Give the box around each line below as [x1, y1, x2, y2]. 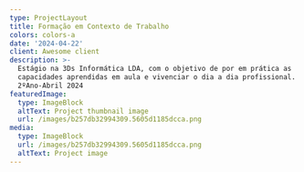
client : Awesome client [9, 47, 100, 56]
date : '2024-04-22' [9, 38, 84, 48]
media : [9, 124, 35, 133]
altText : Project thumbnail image [17, 106, 149, 116]
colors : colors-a [9, 30, 76, 39]
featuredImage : [9, 89, 68, 98]
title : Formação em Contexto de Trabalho [9, 22, 170, 31]
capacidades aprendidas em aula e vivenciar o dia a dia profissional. [17, 73, 297, 82]
